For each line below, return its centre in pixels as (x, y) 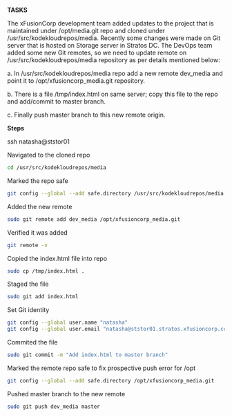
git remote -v (28, 245)
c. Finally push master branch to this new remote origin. (86, 115)
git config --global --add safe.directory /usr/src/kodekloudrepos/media (116, 193)
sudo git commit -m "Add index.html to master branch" (88, 355)
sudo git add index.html (43, 297)
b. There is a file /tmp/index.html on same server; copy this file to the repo (113, 94)
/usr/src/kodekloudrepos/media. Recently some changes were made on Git (114, 38)
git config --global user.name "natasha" (68, 323)
